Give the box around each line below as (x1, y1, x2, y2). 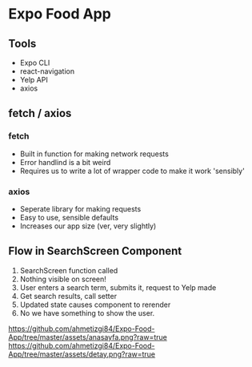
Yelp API (19, 75, 48, 84)
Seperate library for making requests (19, 204, 142, 213)
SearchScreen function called (19, 265, 118, 275)
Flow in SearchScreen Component (8, 244, 182, 258)
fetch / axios (8, 107, 72, 120)
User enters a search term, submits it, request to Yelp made (19, 282, 217, 292)
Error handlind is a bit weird (19, 157, 111, 167)
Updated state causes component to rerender (19, 300, 171, 309)
